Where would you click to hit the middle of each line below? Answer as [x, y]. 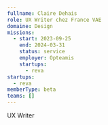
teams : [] [21, 96]
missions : [21, 32]
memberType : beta [32, 89]
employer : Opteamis [47, 58]
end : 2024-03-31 [42, 45]
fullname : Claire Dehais [42, 13]
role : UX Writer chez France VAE [54, 20]
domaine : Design [30, 26]
